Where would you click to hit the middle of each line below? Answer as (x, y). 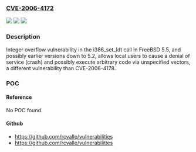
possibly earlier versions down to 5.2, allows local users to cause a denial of (98, 56)
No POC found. (24, 110)
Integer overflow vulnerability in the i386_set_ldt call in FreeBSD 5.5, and (94, 49)
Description (23, 37)
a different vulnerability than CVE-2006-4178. (61, 68)
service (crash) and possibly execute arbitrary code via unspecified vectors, (98, 62)
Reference (19, 97)
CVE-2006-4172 (30, 8)
